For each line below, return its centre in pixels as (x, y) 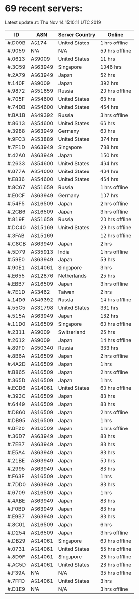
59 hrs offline (116, 51)
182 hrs (109, 316)
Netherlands (72, 276)
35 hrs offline (116, 573)
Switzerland (72, 332)
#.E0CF (16, 195)
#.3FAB (16, 235)
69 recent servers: (44, 9)
